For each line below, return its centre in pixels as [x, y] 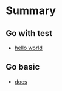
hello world [29, 48]
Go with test [29, 33]
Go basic [23, 67]
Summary [31, 11]
